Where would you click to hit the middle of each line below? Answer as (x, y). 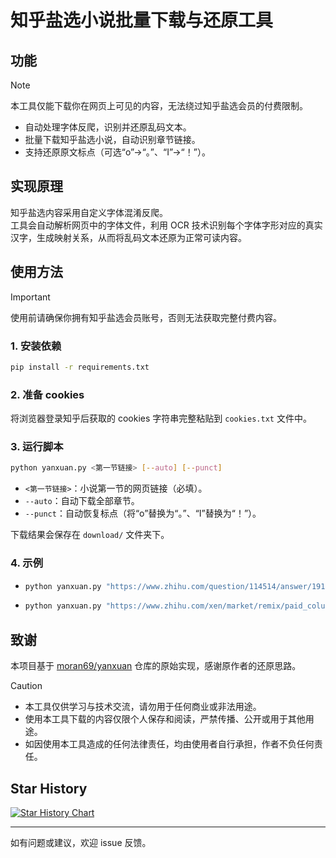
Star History (49, 788)
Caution (26, 686)
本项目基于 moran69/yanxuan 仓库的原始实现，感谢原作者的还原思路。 (156, 666)
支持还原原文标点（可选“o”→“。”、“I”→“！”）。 (117, 152)
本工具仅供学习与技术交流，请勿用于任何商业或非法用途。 (143, 707)
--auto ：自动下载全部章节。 (82, 501)
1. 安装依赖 (36, 346)
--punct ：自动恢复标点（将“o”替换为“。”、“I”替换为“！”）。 (143, 513)
